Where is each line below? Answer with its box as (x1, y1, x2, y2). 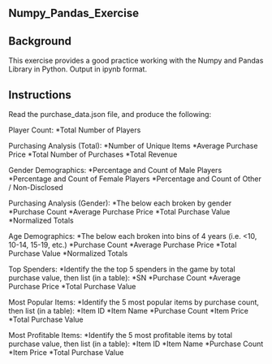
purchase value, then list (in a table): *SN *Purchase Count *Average (8, 273, 241, 283)
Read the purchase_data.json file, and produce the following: (8, 110, 212, 119)
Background (8, 34, 71, 48)
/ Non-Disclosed (8, 183, 63, 193)
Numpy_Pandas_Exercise (8, 6, 140, 20)
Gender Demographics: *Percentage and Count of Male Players (8, 166, 222, 175)
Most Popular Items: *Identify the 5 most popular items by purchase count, (8, 297, 260, 307)
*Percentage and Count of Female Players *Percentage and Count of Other (8, 174, 261, 184)
